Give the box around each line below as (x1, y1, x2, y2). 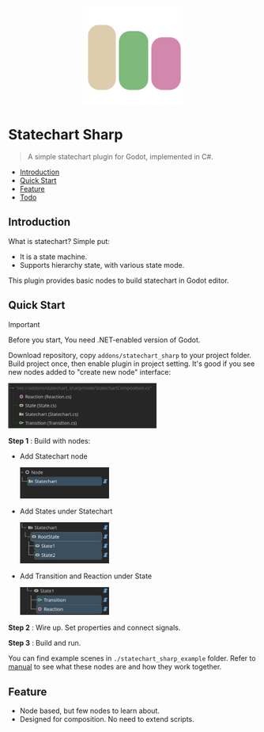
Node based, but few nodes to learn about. (19, 706, 160, 715)
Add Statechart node (19, 452, 89, 461)
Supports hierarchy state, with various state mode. (19, 260, 185, 269)
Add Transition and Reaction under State (19, 571, 153, 581)
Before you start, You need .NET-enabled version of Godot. (8, 335, 201, 345)
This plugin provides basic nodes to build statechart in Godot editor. (8, 276, 229, 285)
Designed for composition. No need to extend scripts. (19, 715, 195, 724)
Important (8, 319, 40, 329)
